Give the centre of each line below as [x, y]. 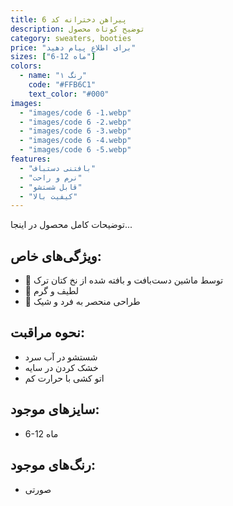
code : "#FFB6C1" [62, 85]
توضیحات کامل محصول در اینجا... [71, 225]
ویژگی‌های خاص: [56, 256]
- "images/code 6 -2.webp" [75, 122]
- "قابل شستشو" [51, 187]
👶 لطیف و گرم [52, 291]
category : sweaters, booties [71, 38]
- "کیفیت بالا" [48, 196]
